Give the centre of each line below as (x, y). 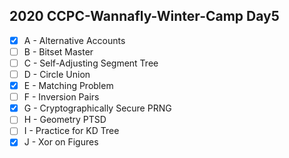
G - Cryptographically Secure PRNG (97, 108)
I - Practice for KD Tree (71, 131)
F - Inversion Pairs (61, 97)
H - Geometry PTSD (65, 120)
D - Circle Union (57, 74)
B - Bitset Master (58, 51)
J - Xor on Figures (61, 142)
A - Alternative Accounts (74, 40)
